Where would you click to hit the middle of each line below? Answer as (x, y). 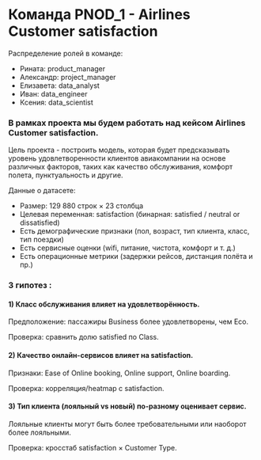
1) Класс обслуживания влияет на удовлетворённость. (104, 304)
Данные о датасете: (42, 191)
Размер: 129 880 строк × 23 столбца (81, 206)
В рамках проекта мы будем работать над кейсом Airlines (127, 123)
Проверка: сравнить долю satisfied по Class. (84, 337)
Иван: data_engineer (53, 93)
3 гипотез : (30, 285)
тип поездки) (42, 240)
